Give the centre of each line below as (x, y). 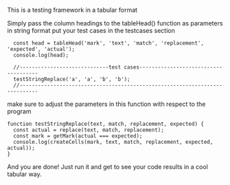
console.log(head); (41, 55)
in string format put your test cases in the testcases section (91, 31)
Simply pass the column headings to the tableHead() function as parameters (115, 23)
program (19, 111)
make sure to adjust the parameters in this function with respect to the (106, 104)
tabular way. (25, 174)
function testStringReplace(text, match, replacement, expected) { (106, 124)
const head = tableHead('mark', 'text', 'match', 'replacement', (109, 43)
